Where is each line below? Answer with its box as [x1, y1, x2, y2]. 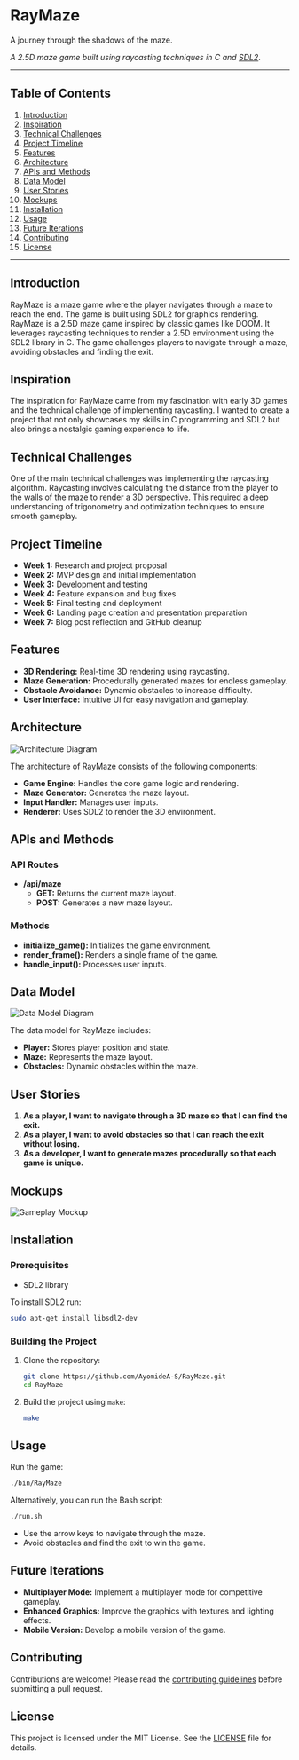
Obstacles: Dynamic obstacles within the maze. [22, 1062, 199, 1072]
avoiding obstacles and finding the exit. [10, 346, 154, 357]
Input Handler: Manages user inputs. [22, 796, 159, 808]
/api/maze [22, 879, 62, 889]
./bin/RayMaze [10, 1479, 63, 1488]
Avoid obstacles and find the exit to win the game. [22, 1537, 207, 1549]
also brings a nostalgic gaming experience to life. [10, 423, 190, 435]
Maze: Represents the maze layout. [22, 1052, 153, 1062]
